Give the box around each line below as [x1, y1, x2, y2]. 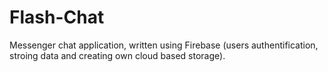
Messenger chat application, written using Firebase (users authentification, [9, 39, 319, 51]
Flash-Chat [9, 6, 105, 29]
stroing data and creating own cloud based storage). [9, 49, 226, 61]
